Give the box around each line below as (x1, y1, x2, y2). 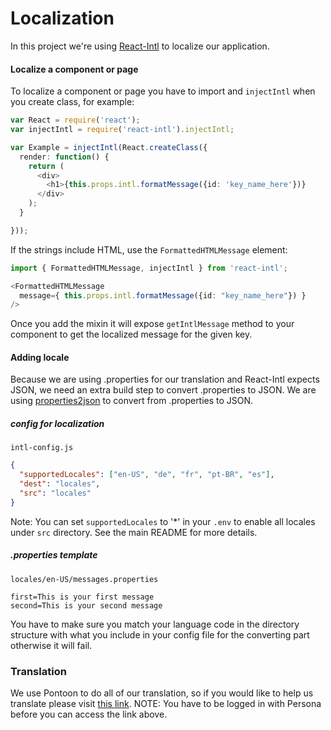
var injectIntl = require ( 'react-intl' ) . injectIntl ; (10, 125, 235, 135)
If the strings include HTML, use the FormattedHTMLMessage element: (10, 243, 288, 256)
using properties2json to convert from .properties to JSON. (10, 395, 254, 407)
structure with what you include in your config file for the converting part (10, 628, 310, 641)
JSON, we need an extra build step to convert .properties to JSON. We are (10, 384, 317, 396)
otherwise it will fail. (10, 639, 93, 651)
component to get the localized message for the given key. (10, 328, 253, 341)
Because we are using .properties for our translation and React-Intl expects (10, 373, 320, 386)
